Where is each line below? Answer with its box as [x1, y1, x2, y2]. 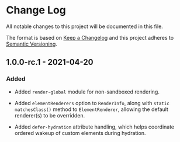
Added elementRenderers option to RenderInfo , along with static [14, 99, 169, 106]
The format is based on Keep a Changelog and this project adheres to [6, 34, 174, 41]
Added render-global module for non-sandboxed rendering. [14, 88, 160, 95]
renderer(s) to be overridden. [14, 112, 85, 119]
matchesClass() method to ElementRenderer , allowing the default [14, 106, 168, 113]
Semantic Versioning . [6, 40, 57, 47]
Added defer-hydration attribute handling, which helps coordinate [14, 123, 175, 130]
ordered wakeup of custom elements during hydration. [14, 129, 146, 136]
